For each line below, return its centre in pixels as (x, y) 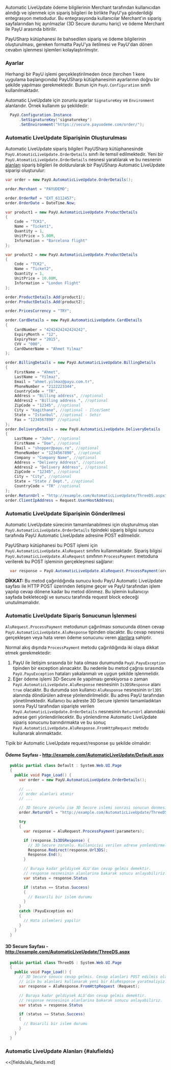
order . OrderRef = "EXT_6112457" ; (41, 198)
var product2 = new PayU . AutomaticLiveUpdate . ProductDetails (72, 255)
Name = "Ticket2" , (34, 269)
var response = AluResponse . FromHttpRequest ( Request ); (79, 986)
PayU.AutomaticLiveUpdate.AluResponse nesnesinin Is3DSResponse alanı (87, 685)
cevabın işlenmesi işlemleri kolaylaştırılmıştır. (52, 50)
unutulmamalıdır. (23, 602)
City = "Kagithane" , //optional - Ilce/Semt (62, 410)
